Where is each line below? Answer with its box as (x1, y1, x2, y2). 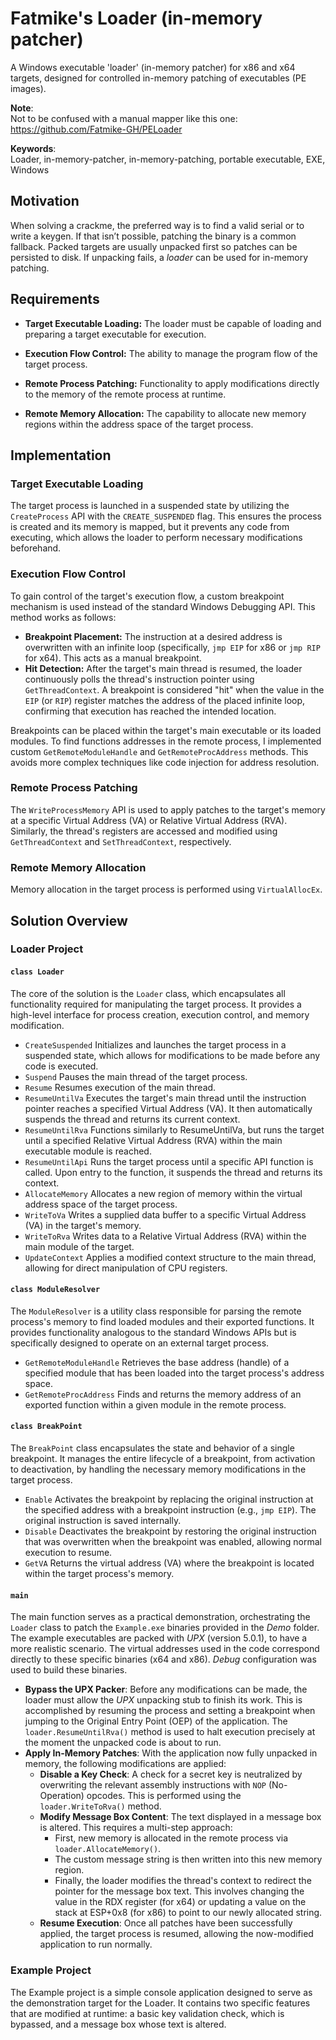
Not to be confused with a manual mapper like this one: (10, 112, 238, 124)
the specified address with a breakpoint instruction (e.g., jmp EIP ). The (24, 1504, 317, 1516)
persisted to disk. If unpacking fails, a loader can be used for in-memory (10, 251, 309, 263)
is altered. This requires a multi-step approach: (39, 1822, 233, 1834)
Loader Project (10, 942, 84, 956)
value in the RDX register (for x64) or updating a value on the (54, 1896, 307, 1908)
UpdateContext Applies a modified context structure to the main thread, (24, 1251, 317, 1263)
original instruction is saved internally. (24, 1515, 182, 1527)
